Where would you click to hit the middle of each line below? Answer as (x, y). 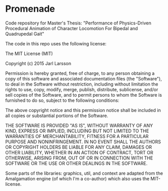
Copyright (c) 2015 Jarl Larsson (38, 63)
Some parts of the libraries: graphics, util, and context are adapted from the (84, 173)
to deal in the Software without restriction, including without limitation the (82, 84)
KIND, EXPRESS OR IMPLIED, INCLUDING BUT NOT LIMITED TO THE (77, 131)
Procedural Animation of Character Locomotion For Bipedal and (72, 28)
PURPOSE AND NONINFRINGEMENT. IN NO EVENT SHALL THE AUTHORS (83, 142)
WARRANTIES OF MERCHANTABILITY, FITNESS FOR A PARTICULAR (77, 136)
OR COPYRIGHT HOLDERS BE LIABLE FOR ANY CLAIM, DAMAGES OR (79, 147)
